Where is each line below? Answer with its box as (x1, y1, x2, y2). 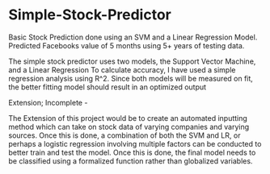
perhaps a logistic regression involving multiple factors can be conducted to (8, 139, 262, 148)
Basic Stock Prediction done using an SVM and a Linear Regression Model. (8, 32, 258, 42)
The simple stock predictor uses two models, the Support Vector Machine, (8, 56, 256, 66)
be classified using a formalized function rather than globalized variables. (8, 155, 253, 166)
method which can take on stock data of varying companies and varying (8, 122, 250, 131)
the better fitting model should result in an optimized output (8, 82, 207, 92)
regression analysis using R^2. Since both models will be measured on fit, (8, 73, 253, 83)
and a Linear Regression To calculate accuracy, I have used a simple (8, 64, 236, 74)
